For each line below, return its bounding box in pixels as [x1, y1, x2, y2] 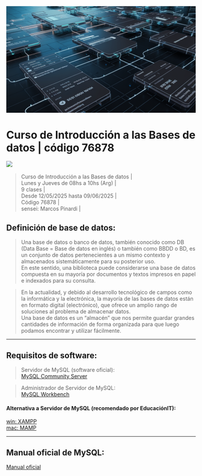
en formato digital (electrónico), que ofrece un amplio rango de [20, 301, 177, 309]
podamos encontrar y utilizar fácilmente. [20, 327, 121, 334]
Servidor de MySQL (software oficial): [20, 366, 115, 374]
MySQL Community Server [20, 373, 88, 380]
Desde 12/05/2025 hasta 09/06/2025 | [20, 192, 117, 199]
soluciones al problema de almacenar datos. [20, 308, 131, 315]
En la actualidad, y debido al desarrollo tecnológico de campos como [20, 289, 192, 296]
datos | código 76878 [6, 141, 115, 154]
